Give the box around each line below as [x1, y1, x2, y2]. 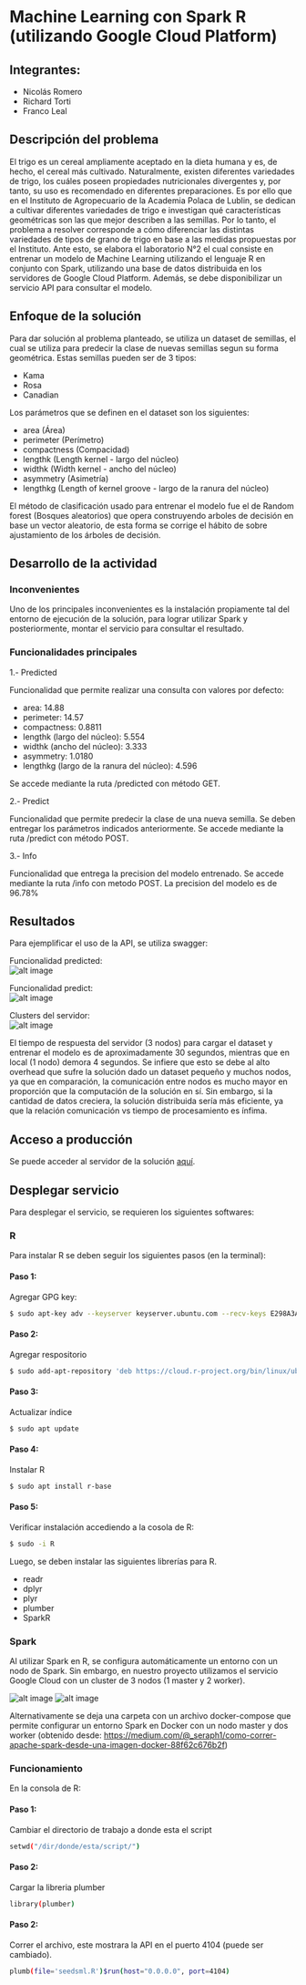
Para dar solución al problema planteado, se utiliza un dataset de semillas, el [9, 333, 296, 344]
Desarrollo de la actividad [9, 556, 158, 572]
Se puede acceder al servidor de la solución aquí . [9, 1156, 196, 1167]
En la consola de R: [9, 1783, 82, 1794]
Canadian [22, 389, 59, 400]
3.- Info [9, 850, 37, 861]
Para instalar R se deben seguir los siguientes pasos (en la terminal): [9, 1250, 267, 1261]
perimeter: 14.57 [22, 711, 84, 722]
